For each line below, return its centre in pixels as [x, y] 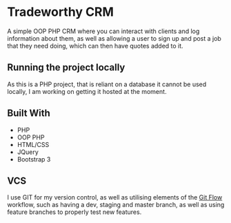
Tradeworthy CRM [60, 12]
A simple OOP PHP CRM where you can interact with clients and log [103, 31]
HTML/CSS [33, 144]
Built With [29, 114]
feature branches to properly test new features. [74, 212]
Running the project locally [66, 67]
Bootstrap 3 [34, 159]
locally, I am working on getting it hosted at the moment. [87, 91]
